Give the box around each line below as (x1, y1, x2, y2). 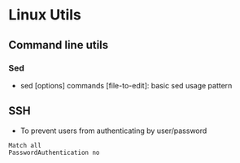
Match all (8, 141, 42, 149)
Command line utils (8, 38, 109, 52)
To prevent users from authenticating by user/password (20, 126, 207, 135)
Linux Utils (8, 6, 81, 24)
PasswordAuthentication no (8, 148, 100, 157)
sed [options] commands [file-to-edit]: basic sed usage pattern (20, 80, 233, 90)
